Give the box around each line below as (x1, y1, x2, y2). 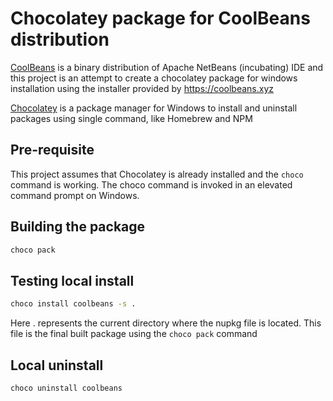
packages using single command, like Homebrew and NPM (10, 112, 253, 124)
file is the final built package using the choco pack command (10, 328, 258, 340)
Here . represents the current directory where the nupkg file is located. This (10, 317, 322, 329)
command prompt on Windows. (10, 189, 140, 201)
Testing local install (10, 272, 135, 289)
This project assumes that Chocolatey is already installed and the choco (10, 168, 304, 180)
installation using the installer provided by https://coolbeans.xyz (10, 82, 275, 94)
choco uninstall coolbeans (10, 383, 123, 393)
